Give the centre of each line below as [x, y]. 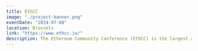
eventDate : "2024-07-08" [37, 22]
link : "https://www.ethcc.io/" [44, 33]
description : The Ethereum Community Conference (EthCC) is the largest [97, 39]
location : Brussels [30, 28]
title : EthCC [22, 11]
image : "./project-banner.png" [44, 17]
